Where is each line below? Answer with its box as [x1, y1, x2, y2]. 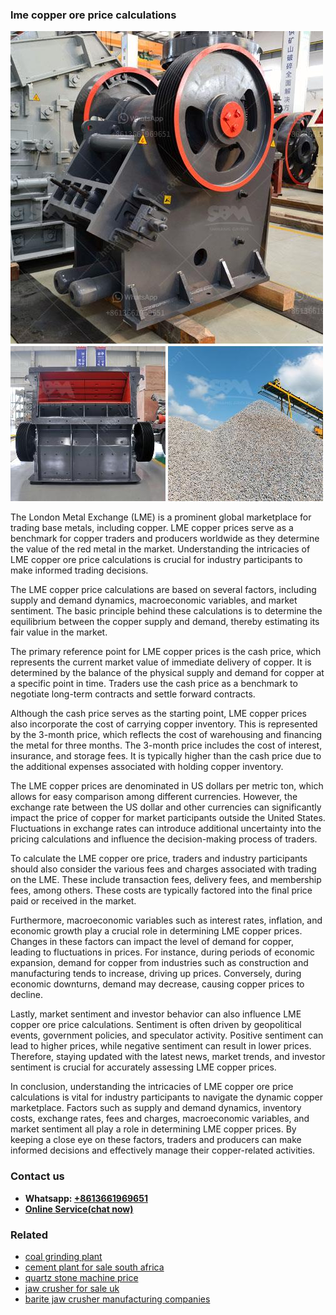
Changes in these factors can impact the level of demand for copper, [10, 936, 295, 948]
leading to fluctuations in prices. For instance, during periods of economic [10, 946, 316, 958]
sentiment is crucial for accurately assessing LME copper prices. [10, 1061, 277, 1073]
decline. [10, 989, 43, 1001]
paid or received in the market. [10, 895, 137, 907]
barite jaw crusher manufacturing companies [24, 1293, 211, 1305]
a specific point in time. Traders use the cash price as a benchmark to [10, 678, 298, 690]
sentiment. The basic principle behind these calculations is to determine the [10, 605, 323, 617]
